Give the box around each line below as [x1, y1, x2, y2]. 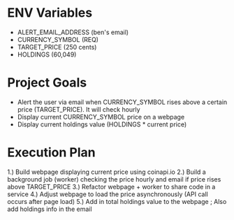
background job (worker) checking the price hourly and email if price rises [7, 175, 221, 183]
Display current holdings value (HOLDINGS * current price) [17, 120, 187, 129]
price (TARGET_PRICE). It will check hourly [17, 105, 141, 113]
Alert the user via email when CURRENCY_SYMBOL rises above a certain [17, 98, 228, 106]
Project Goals [7, 75, 87, 91]
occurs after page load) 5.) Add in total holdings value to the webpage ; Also [7, 197, 227, 205]
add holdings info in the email [7, 205, 92, 213]
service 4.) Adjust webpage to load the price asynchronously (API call [7, 190, 208, 198]
